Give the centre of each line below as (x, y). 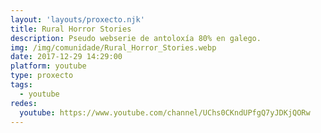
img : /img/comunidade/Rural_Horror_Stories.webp (113, 47)
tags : (21, 85)
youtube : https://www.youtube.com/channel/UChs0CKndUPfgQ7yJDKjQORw (165, 112)
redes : (24, 103)
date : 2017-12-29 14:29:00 (66, 57)
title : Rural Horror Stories (71, 29)
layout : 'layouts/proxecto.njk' (77, 19)
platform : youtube (48, 66)
